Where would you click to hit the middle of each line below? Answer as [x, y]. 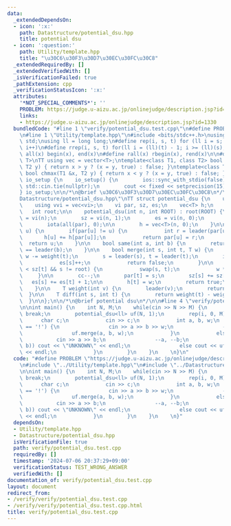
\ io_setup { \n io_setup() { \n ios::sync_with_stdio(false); [124, 179]
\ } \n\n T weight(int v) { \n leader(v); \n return [123, 288]
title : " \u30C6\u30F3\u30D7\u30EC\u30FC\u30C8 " [89, 58]
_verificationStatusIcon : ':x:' [60, 90]
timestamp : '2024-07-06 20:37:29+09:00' [72, 461]
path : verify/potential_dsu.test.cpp [67, 448]
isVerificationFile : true [51, 442]
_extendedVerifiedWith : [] [52, 71]
